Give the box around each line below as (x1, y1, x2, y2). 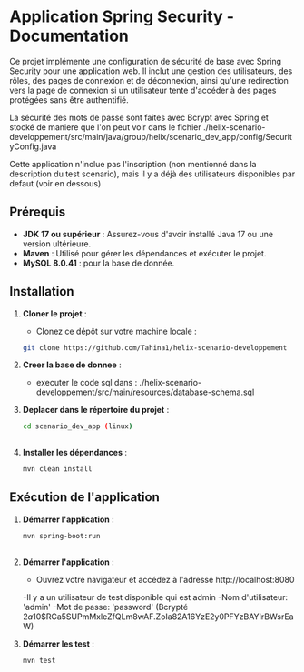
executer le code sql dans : (35, 377, 138, 388)
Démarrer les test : (22, 638, 95, 649)
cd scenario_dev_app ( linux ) (22, 422, 133, 431)
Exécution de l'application (9, 489, 161, 506)
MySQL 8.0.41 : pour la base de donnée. (22, 257, 175, 268)
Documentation (9, 25, 130, 46)
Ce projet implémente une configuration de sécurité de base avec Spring (9, 55, 282, 66)
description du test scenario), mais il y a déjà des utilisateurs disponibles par (9, 168, 296, 179)
